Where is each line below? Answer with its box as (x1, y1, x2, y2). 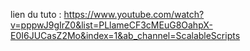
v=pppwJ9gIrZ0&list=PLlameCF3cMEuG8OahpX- (10, 19, 213, 31)
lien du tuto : (10, 9, 62, 20)
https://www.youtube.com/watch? (63, 9, 205, 20)
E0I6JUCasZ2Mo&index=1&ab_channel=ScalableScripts (10, 30, 241, 41)
